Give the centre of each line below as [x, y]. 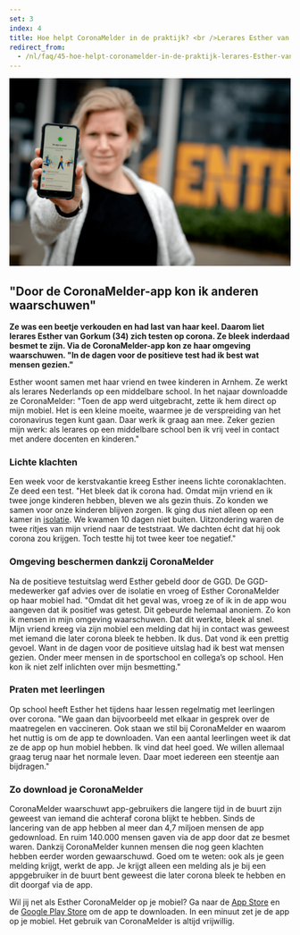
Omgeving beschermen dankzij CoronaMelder [112, 561]
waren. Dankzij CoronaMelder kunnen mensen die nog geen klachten [137, 847]
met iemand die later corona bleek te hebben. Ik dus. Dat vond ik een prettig [149, 638]
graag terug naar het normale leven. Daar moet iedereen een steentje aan [144, 756]
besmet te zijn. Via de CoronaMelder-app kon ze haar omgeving [130, 345]
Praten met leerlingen [57, 690]
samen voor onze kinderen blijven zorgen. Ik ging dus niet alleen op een [142, 510]
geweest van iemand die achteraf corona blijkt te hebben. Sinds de [132, 819]
